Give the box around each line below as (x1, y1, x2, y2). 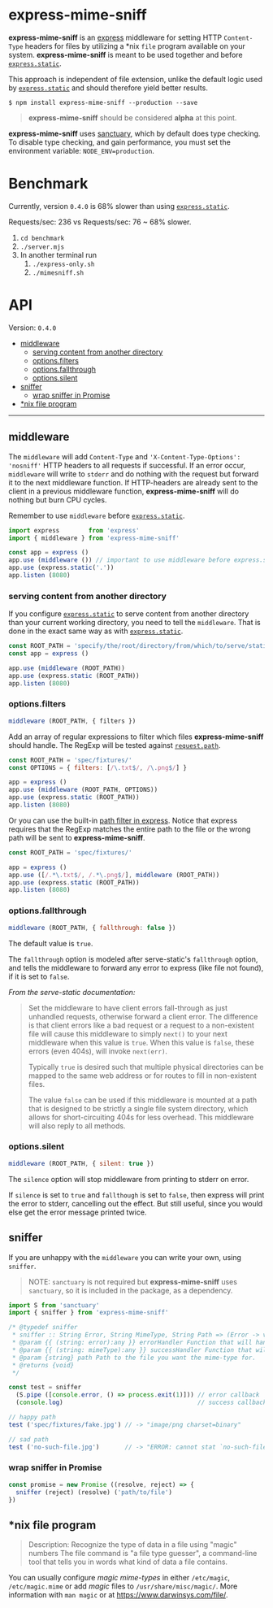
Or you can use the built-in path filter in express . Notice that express (8, 815, 238, 825)
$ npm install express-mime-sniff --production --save (8, 98, 198, 106)
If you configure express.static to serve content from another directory (8, 609, 249, 619)
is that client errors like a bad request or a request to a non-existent (28, 1020, 254, 1030)
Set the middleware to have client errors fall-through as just (28, 1002, 228, 1013)
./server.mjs (19, 242, 65, 251)
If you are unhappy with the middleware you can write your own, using (8, 1252, 242, 1262)
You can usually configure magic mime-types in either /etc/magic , (8, 1573, 230, 1583)
